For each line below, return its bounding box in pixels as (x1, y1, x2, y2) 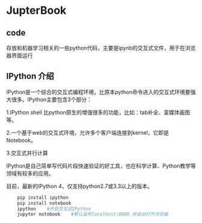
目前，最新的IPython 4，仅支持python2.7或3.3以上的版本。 (6, 182, 153, 190)
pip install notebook (17, 200, 71, 206)
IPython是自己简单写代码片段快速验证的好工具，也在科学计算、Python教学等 (6, 162, 196, 169)
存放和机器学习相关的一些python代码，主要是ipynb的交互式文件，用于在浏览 (6, 45, 196, 51)
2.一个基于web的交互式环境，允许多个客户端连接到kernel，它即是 (6, 129, 169, 136)
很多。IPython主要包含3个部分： (11, 96, 92, 103)
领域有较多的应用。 (6, 169, 54, 177)
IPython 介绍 (6, 71, 54, 81)
